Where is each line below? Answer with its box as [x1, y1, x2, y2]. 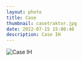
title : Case [6, 15, 36, 21]
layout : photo [6, 9, 42, 15]
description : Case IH [6, 32, 61, 38]
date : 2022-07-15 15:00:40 [6, 26, 75, 32]
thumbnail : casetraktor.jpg [6, 20, 78, 26]
